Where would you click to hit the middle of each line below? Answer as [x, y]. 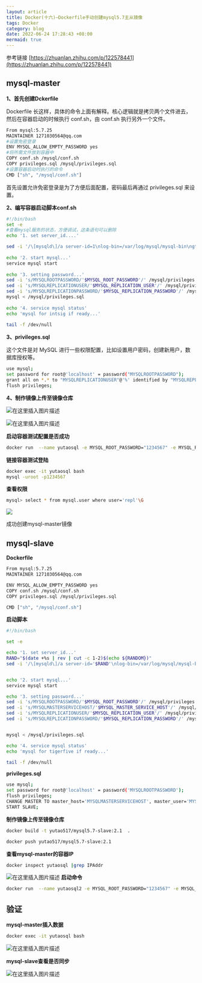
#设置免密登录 [21, 141]
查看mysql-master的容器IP [40, 854]
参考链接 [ [19, 57]
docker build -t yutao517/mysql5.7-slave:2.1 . [68, 831]
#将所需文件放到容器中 [30, 153]
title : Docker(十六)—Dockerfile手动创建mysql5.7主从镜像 [75, 17]
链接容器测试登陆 [27, 460]
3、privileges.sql [28, 337]
